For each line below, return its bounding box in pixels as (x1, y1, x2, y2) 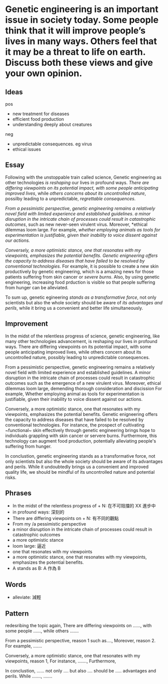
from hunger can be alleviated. (5, 284, 69, 290)
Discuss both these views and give (5, 57, 153, 68)
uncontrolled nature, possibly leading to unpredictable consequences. (5, 354, 150, 360)
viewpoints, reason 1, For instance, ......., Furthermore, (5, 658, 116, 664)
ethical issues (12, 146, 41, 152)
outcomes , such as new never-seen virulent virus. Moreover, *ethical (5, 221, 148, 227)
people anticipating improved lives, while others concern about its (5, 349, 141, 355)
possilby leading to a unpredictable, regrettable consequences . (5, 195, 136, 202)
